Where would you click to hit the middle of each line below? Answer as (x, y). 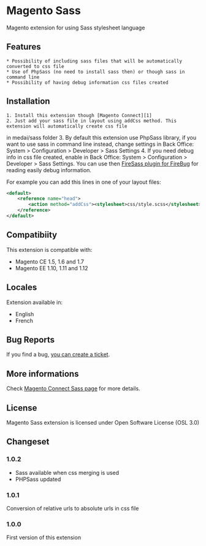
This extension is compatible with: (49, 249)
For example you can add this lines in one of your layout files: (84, 182)
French (24, 320)
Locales (22, 288)
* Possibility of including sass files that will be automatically (94, 61)
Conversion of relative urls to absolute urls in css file (73, 508)
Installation (28, 101)
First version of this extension (44, 537)
